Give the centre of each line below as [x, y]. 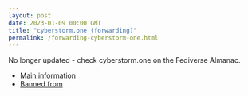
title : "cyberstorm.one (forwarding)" [73, 30]
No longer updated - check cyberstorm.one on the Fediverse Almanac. [124, 60]
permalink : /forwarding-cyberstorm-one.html [83, 38]
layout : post [30, 15]
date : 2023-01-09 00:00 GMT [55, 23]
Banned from [41, 84]
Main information [47, 75]
